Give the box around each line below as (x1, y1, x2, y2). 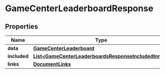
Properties (5, 22, 38, 31)
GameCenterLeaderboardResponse (5, 3, 154, 14)
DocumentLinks (33, 61, 71, 67)
